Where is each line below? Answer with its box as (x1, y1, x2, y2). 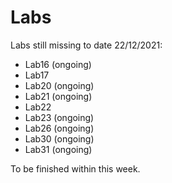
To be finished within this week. (10, 162, 141, 175)
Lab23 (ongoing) (24, 111, 95, 123)
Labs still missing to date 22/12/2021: (10, 39, 163, 51)
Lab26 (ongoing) (24, 122, 95, 134)
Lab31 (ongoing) (24, 143, 93, 155)
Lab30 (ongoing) (24, 132, 95, 145)
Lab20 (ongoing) (24, 79, 95, 91)
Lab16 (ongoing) (24, 58, 92, 70)
